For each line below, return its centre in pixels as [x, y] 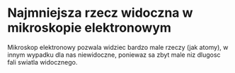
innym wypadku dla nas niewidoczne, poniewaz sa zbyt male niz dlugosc [114, 55]
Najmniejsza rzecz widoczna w [100, 13]
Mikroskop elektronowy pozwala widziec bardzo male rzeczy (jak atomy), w [118, 47]
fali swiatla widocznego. [42, 62]
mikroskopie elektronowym [90, 28]
